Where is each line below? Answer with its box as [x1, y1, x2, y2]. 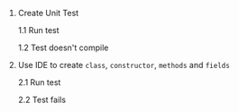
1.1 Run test [17, 25, 60, 35]
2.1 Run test [17, 77, 61, 88]
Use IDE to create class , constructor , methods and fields [17, 60, 230, 70]
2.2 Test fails [17, 94, 66, 105]
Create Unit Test [17, 8, 79, 18]
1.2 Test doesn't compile [17, 42, 109, 53]
